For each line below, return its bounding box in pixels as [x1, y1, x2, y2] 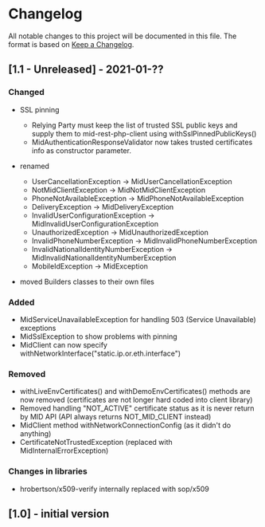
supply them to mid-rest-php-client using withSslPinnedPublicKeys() [31, 128, 257, 138]
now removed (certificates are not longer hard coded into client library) [19, 395, 253, 405]
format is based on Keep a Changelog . [8, 39, 134, 49]
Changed [8, 87, 45, 98]
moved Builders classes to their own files [19, 277, 155, 286]
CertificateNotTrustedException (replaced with [19, 438, 173, 447]
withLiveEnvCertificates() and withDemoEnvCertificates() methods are [19, 387, 251, 396]
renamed [19, 161, 50, 171]
